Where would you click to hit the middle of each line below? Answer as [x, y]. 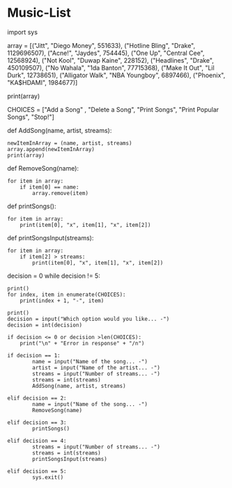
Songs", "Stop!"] [31, 117]
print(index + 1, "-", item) [62, 301]
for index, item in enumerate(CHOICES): [67, 294]
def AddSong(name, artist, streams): [60, 130]
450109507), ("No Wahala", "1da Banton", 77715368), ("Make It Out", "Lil [111, 68]
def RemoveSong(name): [43, 168]
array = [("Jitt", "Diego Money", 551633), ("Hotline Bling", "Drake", [101, 45]
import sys [23, 32]
